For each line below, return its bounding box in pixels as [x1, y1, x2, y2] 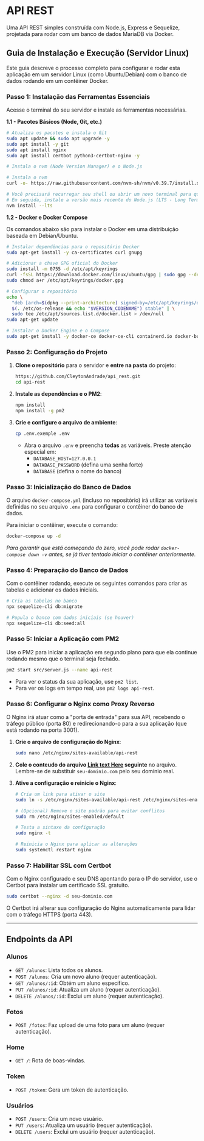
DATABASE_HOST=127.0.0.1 [33, 456, 97, 462]
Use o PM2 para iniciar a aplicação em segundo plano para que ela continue [6, 648, 197, 656]
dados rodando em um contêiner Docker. [6, 77, 109, 84]
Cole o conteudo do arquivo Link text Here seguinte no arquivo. [15, 760, 177, 768]
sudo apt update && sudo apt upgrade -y [6, 135, 110, 141]
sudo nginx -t [15, 830, 51, 836]
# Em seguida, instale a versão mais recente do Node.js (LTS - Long [6, 196, 186, 203]
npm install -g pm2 [15, 407, 65, 413]
